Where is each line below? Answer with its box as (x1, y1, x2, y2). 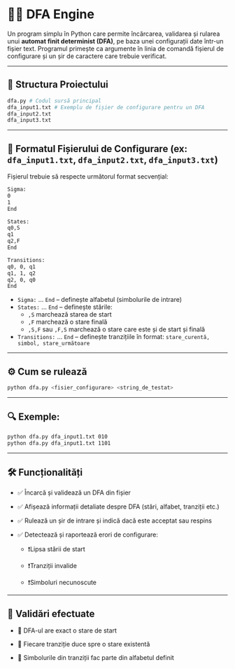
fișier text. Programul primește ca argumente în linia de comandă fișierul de (7, 44, 224, 53)
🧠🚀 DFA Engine (7, 6, 94, 22)
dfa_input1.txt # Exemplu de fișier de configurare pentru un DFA (7, 104, 205, 111)
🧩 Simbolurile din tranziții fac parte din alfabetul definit (17, 654, 175, 662)
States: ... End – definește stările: (17, 303, 113, 311)
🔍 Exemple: (7, 411, 60, 423)
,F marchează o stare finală (27, 318, 108, 326)
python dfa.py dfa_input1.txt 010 (7, 433, 108, 440)
